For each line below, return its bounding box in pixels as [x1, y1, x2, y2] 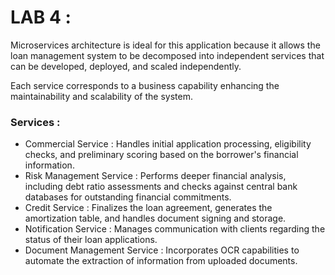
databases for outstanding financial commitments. [24, 191, 232, 203]
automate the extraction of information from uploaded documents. [24, 255, 298, 267]
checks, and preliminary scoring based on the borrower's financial [24, 149, 299, 161]
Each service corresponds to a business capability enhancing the [10, 79, 280, 91]
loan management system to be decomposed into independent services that [10, 49, 325, 61]
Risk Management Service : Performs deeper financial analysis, [24, 170, 287, 182]
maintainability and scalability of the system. [10, 90, 193, 102]
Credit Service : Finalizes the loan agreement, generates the [24, 202, 273, 214]
